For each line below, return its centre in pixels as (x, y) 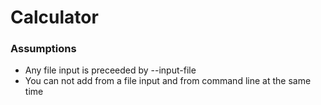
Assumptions (43, 49)
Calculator (54, 17)
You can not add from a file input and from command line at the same (168, 81)
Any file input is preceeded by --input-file (110, 70)
